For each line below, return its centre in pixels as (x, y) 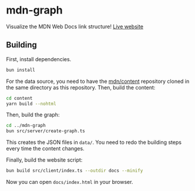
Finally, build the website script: (44, 160)
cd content (19, 98)
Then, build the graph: (33, 115)
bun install (21, 70)
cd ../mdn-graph (26, 126)
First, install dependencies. (39, 59)
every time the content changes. (45, 149)
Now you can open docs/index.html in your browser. (70, 182)
